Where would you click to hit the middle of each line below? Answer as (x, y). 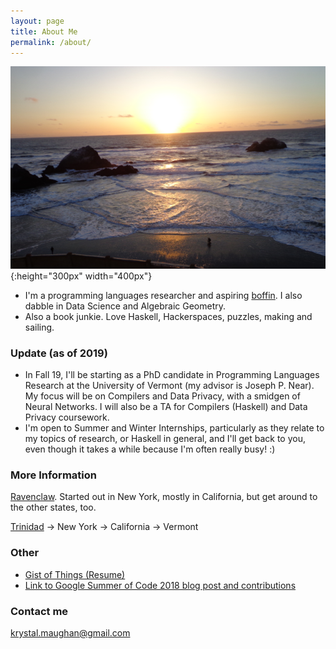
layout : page (37, 21)
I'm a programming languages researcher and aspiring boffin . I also (163, 295)
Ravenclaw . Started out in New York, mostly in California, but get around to (164, 497)
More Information (53, 475)
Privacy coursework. (67, 417)
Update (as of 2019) (59, 353)
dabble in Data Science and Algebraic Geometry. (125, 306)
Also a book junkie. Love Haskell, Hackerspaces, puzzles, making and (168, 316)
